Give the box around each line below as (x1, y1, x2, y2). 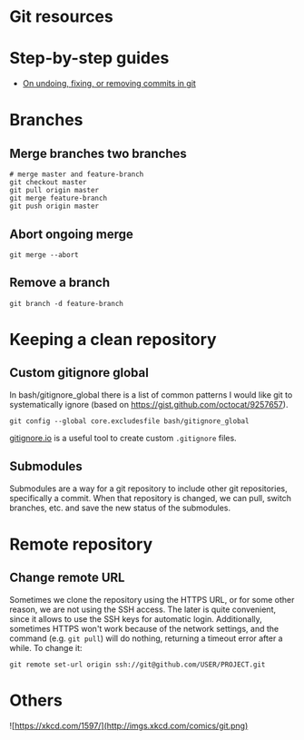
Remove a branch (9, 275, 111, 291)
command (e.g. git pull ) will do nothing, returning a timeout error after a (9, 633, 283, 644)
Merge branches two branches (9, 145, 188, 161)
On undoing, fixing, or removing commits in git (22, 78, 197, 89)
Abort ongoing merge (9, 226, 134, 242)
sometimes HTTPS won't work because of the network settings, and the (9, 623, 279, 634)
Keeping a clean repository (9, 329, 217, 350)
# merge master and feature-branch (9, 170, 144, 179)
